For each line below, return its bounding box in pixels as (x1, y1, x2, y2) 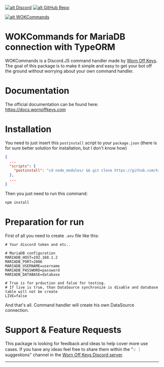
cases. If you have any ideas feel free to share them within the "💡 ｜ (5, 346, 142, 352)
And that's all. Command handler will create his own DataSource (5, 302, 134, 308)
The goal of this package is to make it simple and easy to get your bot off (5, 63, 152, 68)
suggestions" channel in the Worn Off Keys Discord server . (5, 352, 123, 358)
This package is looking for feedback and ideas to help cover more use (5, 340, 148, 346)
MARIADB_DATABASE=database (5, 272, 60, 277)
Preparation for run (5, 216, 84, 227)
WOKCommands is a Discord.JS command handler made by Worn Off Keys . (5, 58, 158, 64)
